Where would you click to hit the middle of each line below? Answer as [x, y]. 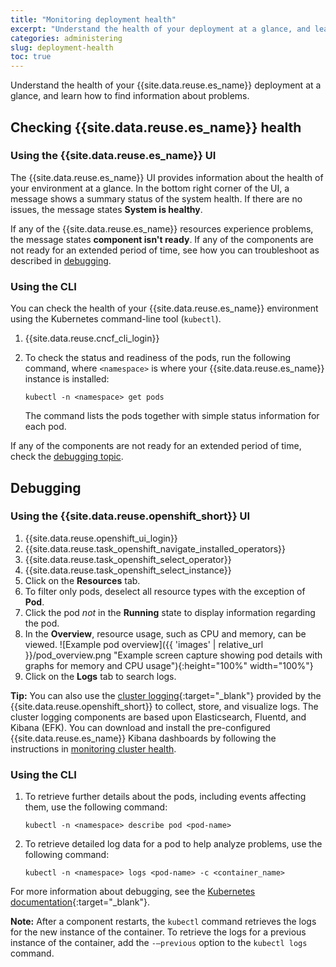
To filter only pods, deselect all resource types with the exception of [165, 591]
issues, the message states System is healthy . [106, 209]
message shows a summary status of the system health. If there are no [156, 198]
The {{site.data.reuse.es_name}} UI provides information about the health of [167, 177]
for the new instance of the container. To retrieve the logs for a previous [158, 932]
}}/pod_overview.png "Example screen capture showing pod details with [173, 655]
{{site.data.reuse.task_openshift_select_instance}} [128, 570]
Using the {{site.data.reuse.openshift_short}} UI [130, 516]
